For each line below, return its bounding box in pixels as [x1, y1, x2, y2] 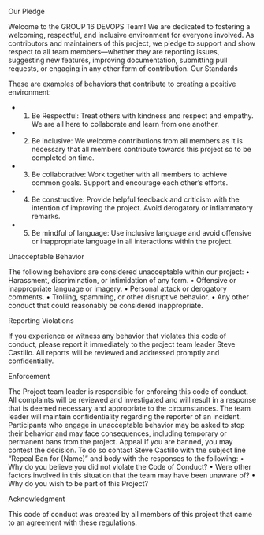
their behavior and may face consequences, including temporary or [8, 429, 227, 438]
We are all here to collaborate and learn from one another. [31, 120, 219, 128]
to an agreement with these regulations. [8, 518, 138, 527]
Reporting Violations [8, 316, 74, 325]
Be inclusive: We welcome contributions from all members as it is [31, 136, 243, 145]
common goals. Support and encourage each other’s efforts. [31, 178, 229, 188]
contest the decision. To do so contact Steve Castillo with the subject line [8, 445, 246, 455]
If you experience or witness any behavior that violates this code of [8, 331, 227, 340]
